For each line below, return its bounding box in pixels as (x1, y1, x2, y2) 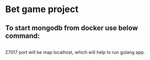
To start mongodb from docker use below (5, 24, 138, 32)
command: (5, 31, 40, 40)
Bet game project (5, 4, 79, 15)
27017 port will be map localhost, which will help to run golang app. (5, 49, 145, 55)
